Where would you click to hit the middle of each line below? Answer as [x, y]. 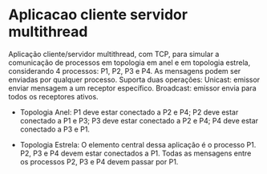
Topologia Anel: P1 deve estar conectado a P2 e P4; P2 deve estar [129, 112]
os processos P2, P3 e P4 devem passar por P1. [99, 161]
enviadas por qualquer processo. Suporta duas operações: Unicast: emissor [134, 79]
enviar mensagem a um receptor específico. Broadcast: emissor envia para [132, 88]
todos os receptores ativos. [53, 96]
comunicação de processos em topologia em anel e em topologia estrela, [129, 63]
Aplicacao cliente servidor [98, 15]
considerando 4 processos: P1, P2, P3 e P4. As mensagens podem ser [125, 71]
